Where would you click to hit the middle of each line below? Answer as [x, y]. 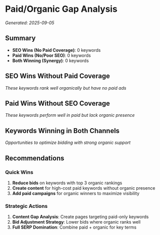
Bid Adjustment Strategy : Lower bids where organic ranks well [76, 222]
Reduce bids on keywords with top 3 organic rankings [67, 183]
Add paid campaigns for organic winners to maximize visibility [76, 193]
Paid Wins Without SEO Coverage [58, 103]
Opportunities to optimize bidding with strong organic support [68, 143]
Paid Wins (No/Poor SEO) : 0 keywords [51, 55]
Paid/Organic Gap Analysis [61, 9]
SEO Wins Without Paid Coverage [58, 76]
